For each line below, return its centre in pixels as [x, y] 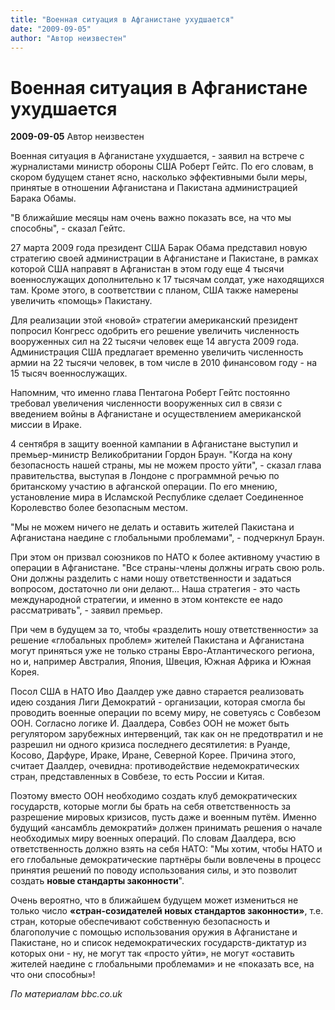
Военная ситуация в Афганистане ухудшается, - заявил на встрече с [157, 156]
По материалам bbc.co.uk [66, 994]
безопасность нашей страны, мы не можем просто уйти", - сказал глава [166, 465]
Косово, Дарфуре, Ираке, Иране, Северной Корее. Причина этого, [153, 755]
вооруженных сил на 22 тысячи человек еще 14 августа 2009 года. [155, 342]
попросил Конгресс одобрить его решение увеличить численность [155, 331]
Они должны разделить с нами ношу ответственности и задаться [151, 578]
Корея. [25, 672]
